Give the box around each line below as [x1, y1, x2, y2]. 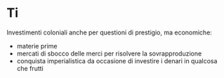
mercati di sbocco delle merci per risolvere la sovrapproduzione [16, 49, 202, 58]
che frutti [16, 64, 44, 72]
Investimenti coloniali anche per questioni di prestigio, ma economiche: [6, 28, 212, 37]
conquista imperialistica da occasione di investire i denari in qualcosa [16, 56, 218, 65]
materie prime [16, 41, 58, 50]
